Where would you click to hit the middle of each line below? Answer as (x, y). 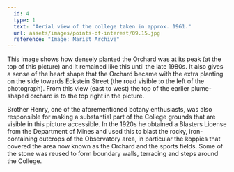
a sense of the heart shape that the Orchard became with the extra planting (115, 74)
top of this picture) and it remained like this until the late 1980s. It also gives (115, 67)
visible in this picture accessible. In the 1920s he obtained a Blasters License (117, 124)
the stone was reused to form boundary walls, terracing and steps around (113, 154)
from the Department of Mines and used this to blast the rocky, (97, 132)
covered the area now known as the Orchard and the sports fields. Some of (115, 146)
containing (23, 139)
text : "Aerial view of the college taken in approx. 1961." (102, 26)
